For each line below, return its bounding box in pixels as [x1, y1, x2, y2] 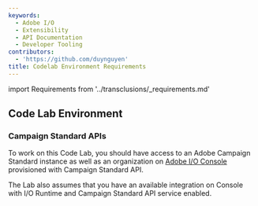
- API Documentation [15, 33, 83, 42]
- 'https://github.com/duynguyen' [15, 56, 129, 64]
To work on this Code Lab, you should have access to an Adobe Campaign [8, 149, 251, 158]
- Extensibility [15, 26, 69, 34]
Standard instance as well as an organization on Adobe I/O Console [8, 156, 227, 166]
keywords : [8, 11, 41, 20]
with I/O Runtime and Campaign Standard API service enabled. [8, 189, 212, 198]
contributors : [8, 48, 55, 56]
